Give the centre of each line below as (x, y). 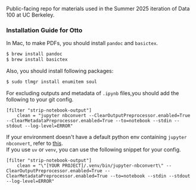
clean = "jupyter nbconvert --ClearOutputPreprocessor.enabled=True (104, 115)
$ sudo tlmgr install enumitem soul (52, 82)
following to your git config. (40, 99)
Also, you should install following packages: (60, 71)
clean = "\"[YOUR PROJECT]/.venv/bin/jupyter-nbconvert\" (90, 166)
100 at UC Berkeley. (30, 15)
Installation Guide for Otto (44, 30)
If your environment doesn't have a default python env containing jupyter (97, 137)
